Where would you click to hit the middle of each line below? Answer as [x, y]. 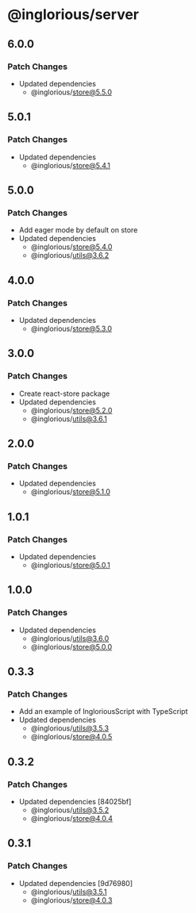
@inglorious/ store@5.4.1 [71, 165]
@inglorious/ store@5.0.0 [71, 646]
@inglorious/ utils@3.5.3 [70, 728]
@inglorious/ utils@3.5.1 [69, 892]
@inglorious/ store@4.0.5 [71, 737]
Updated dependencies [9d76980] [75, 883]
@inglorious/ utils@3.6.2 [70, 255]
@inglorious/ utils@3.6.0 [70, 638]
